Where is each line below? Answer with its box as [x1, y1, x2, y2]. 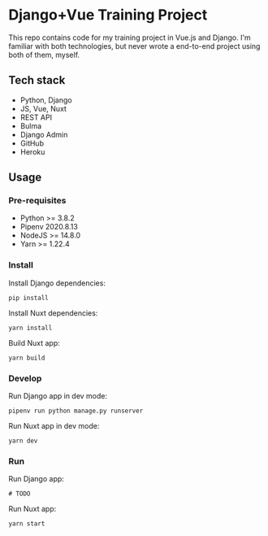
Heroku [19, 146, 45, 156]
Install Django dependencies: [8, 278, 106, 288]
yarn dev [8, 437, 38, 445]
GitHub [19, 138, 45, 148]
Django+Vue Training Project [8, 6, 208, 24]
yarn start [8, 520, 45, 528]
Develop [8, 373, 42, 384]
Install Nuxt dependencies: [8, 307, 98, 318]
